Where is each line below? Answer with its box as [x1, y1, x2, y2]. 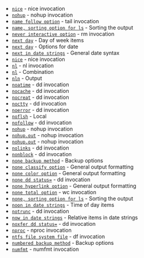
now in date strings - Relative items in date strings [11, 214, 138, 221]
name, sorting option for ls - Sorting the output [11, 24, 133, 31]
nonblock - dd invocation [11, 151, 72, 157]
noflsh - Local [11, 113, 47, 120]
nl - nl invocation [11, 62, 55, 69]
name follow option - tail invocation [11, 18, 100, 24]
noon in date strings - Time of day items [11, 201, 114, 208]
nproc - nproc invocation [11, 226, 72, 234]
